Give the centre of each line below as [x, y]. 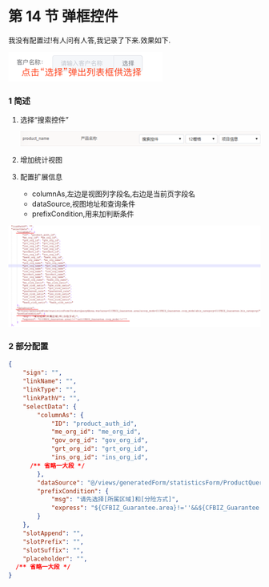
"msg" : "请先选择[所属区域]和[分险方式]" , [115, 500]
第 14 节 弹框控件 [63, 16]
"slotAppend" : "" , [53, 533]
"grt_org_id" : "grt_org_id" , [100, 449]
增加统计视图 [41, 160]
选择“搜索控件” [44, 120]
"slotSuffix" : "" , [53, 550]
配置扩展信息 [41, 177]
